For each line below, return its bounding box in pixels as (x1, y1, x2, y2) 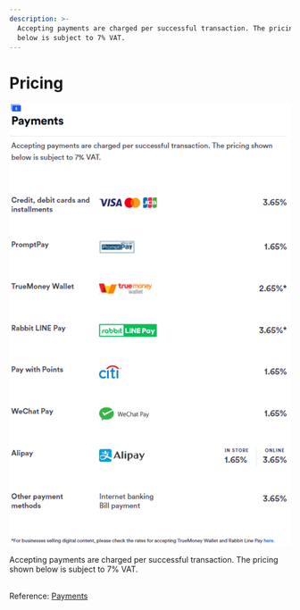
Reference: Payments (9, 590, 88, 601)
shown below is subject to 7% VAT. (9, 564, 138, 574)
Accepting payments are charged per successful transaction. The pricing (9, 554, 279, 564)
